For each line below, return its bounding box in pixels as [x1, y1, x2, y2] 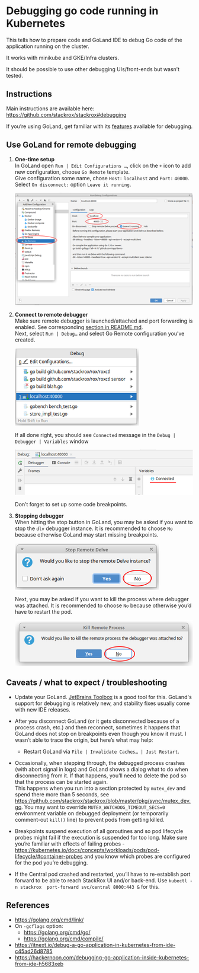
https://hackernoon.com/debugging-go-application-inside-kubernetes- [14, 953, 190, 961]
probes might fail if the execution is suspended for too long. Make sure [14, 834, 188, 841]
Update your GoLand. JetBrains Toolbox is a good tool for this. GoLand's [14, 693, 192, 700]
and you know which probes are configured [84, 853, 191, 860]
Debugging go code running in [6, 4, 159, 18]
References [6, 900, 50, 911]
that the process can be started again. [14, 778, 108, 785]
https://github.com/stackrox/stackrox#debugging [6, 111, 127, 118]
